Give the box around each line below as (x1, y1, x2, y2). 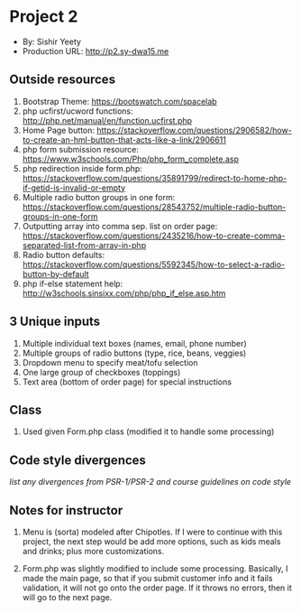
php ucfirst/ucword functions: (22, 106, 133, 116)
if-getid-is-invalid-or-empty (22, 182, 126, 193)
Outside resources (9, 72, 115, 88)
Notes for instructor (9, 503, 123, 518)
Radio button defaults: (22, 249, 105, 260)
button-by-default (22, 268, 89, 279)
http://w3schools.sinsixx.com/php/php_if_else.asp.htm (22, 287, 226, 299)
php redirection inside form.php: (22, 162, 142, 173)
